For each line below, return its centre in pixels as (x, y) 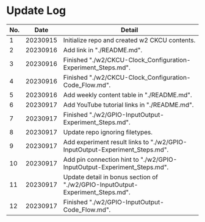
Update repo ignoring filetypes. (108, 132)
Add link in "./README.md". (103, 50)
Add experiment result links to (106, 142)
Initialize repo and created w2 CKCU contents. (129, 40)
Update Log (36, 11)
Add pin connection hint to (101, 159)
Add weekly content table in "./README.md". (128, 95)
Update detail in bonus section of (111, 177)
